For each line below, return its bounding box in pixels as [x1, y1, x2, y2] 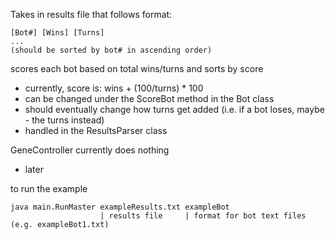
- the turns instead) [24, 114, 105, 126]
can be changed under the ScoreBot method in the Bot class [24, 93, 275, 104]
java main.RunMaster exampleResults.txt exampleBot [10, 202, 230, 212]
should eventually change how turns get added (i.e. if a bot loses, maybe [24, 104, 325, 115]
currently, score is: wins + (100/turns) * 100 [24, 82, 204, 94]
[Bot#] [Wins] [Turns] [10, 28, 105, 38]
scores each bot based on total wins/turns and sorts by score [10, 63, 264, 74]
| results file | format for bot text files [99, 211, 307, 221]
